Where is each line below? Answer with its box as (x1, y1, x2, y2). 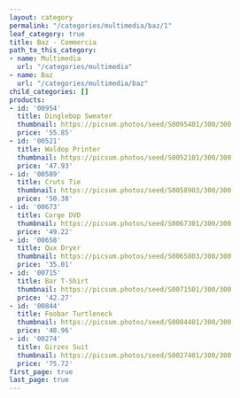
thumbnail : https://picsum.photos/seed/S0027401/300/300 (17, 351, 232, 360)
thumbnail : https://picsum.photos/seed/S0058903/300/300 (17, 186, 232, 195)
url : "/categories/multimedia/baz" (17, 79, 149, 88)
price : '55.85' (17, 129, 74, 137)
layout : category (9, 12, 74, 22)
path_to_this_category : (9, 46, 97, 55)
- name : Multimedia (9, 54, 81, 63)
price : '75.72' (17, 359, 74, 368)
